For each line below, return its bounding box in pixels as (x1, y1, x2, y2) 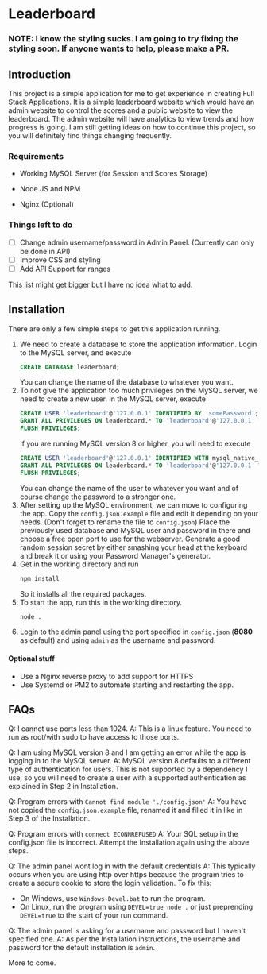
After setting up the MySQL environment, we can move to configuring (19, 500, 248, 509)
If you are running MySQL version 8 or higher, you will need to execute (19, 439, 251, 449)
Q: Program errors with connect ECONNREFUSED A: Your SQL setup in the (8, 829, 238, 839)
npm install (19, 574, 60, 582)
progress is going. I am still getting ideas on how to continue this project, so (8, 122, 256, 132)
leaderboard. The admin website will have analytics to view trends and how (8, 114, 255, 123)
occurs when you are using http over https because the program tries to (8, 870, 244, 879)
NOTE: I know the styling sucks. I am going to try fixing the (8, 33, 239, 44)
